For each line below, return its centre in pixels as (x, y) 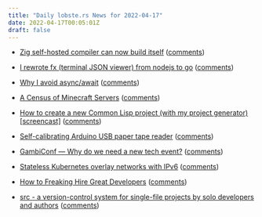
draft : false (29, 30)
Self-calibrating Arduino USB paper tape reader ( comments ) (116, 136)
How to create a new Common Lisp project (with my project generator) (134, 113)
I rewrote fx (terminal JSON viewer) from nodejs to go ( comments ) (126, 67)
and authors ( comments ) (59, 205)
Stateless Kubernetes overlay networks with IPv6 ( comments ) (119, 167)
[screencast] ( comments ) (60, 121)
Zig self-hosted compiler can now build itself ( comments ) (112, 52)
